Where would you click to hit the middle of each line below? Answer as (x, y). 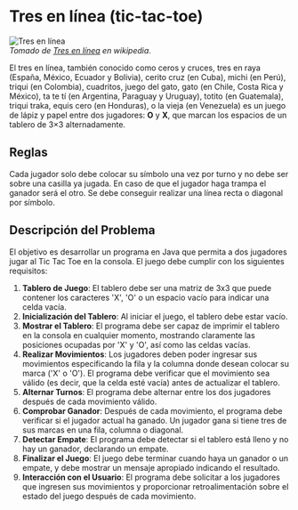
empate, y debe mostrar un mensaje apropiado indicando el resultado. (151, 467)
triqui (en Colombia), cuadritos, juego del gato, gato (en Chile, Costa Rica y (146, 86)
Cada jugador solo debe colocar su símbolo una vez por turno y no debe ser (149, 174)
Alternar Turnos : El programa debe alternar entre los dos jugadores (146, 392)
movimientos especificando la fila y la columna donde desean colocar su (155, 363)
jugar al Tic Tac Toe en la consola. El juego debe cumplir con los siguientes (147, 261)
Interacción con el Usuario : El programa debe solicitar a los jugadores (151, 477)
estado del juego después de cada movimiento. (109, 496)
